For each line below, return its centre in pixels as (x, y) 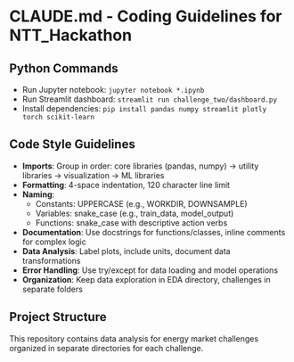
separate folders (52, 289)
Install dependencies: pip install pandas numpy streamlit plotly (144, 108)
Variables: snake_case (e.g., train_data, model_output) (135, 213)
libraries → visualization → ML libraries (93, 175)
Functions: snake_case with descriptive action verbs (131, 222)
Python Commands (64, 68)
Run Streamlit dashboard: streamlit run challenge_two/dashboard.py (150, 99)
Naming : (38, 194)
